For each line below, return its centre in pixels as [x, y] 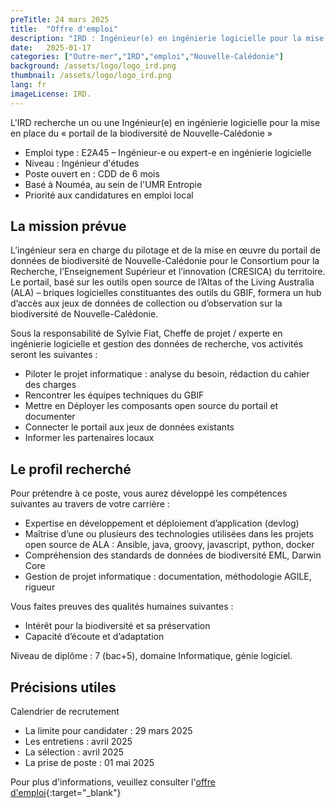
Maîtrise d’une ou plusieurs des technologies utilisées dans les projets [169, 534]
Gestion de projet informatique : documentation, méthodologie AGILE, [168, 577]
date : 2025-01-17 [51, 47]
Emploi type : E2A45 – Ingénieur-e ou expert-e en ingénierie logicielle [168, 152]
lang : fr [28, 85]
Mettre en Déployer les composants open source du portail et [151, 406]
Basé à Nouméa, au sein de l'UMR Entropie [113, 184]
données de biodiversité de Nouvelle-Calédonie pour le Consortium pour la [165, 261]
